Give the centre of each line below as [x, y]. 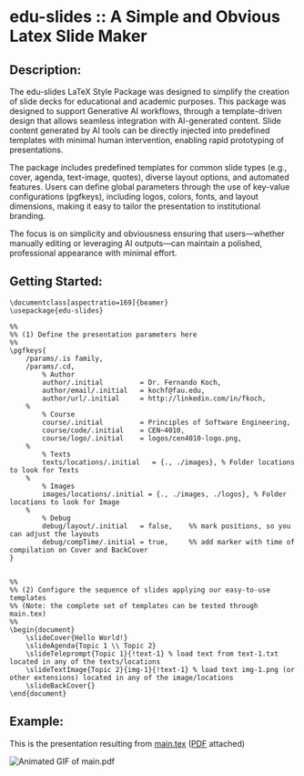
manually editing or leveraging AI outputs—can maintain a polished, [136, 243]
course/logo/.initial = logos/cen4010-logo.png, [142, 438]
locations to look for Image [65, 502]
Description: [46, 70]
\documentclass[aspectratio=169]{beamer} [89, 303]
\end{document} [38, 693]
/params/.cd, [51, 367]
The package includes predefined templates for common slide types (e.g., [148, 167]
